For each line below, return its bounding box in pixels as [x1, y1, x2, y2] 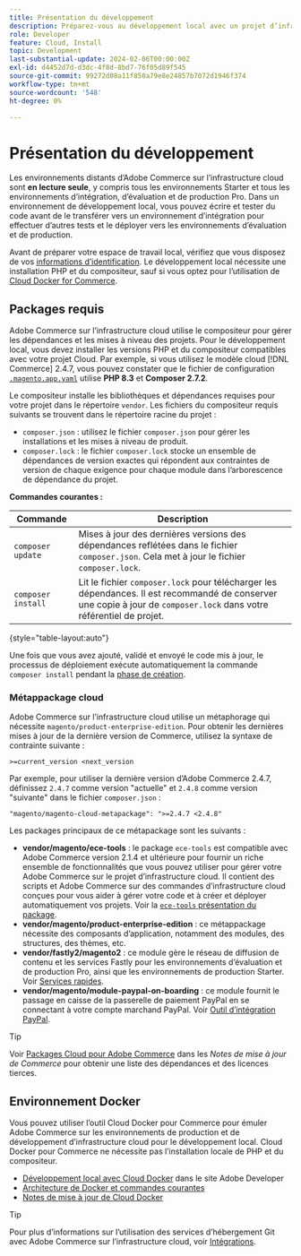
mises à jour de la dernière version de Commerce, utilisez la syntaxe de [9, 731, 273, 742]
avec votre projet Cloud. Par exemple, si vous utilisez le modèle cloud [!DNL [9, 354, 289, 365]
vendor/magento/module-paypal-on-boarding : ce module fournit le [21, 985, 279, 996]
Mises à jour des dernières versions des [78, 528, 246, 540]
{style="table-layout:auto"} [9, 632, 109, 643]
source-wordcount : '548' [9, 88, 102, 97]
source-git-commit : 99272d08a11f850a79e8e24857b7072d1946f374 [9, 72, 246, 81]
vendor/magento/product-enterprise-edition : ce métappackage [21, 919, 266, 930]
